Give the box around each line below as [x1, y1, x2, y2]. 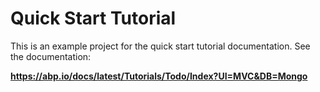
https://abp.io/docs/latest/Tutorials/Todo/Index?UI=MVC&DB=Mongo [10, 70, 308, 82]
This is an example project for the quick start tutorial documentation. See [10, 40, 311, 52]
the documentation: [10, 50, 92, 62]
